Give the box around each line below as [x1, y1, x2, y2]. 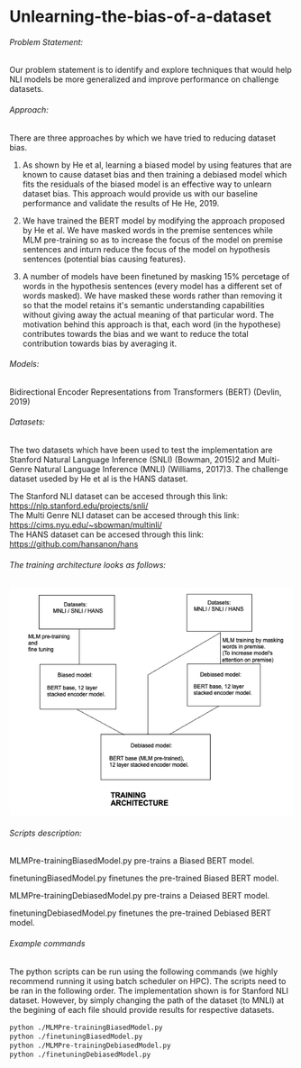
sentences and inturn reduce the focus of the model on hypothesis [22, 243, 270, 254]
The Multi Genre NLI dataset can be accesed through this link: [9, 510, 240, 520]
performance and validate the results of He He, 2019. [22, 197, 220, 208]
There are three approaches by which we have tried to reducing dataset [9, 132, 277, 143]
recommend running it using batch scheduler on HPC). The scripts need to [9, 975, 287, 986]
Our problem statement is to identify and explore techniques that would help [9, 65, 293, 76]
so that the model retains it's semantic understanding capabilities [22, 299, 265, 310]
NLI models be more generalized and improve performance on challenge [9, 74, 279, 85]
